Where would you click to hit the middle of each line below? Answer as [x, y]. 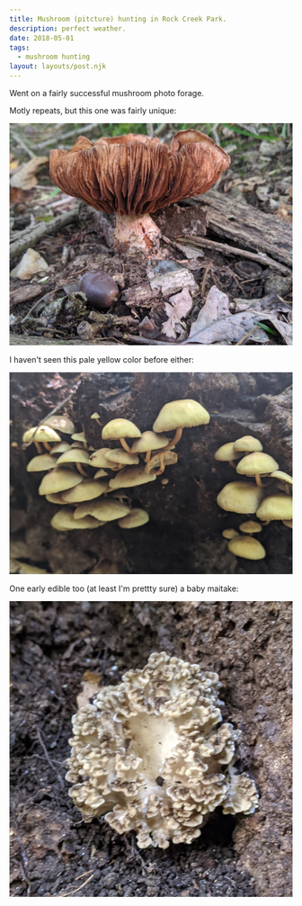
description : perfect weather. [68, 28]
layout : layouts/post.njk [58, 67]
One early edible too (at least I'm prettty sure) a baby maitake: [124, 588]
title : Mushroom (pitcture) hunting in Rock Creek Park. [118, 19]
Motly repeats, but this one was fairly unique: [93, 111]
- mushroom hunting [54, 57]
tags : [19, 48]
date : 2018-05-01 [42, 38]
